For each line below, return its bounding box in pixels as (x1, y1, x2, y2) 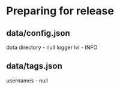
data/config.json (6, 28, 70, 38)
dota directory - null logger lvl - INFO (6, 44, 98, 51)
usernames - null (6, 76, 48, 84)
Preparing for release (6, 4, 114, 18)
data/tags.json (6, 61, 62, 71)
